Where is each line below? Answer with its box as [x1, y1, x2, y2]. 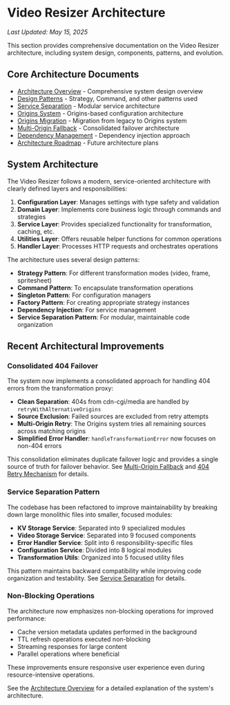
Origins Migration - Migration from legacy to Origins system [17, 116, 187, 125]
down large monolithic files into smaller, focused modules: [7, 510, 173, 519]
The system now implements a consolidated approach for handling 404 [7, 377, 211, 385]
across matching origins [17, 427, 86, 436]
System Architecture [7, 159, 99, 170]
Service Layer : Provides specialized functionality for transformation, [17, 220, 212, 228]
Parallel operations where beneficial [17, 650, 119, 658]
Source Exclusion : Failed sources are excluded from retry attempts [17, 412, 209, 420]
